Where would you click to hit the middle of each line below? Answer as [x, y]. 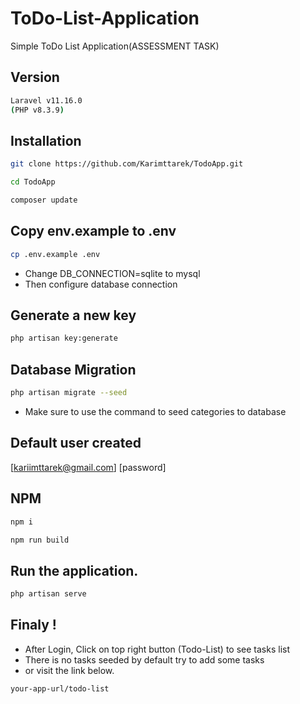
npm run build [40, 540]
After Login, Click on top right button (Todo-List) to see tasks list [157, 649]
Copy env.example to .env [93, 231]
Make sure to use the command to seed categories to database [155, 411]
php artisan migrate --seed [69, 393]
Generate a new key [73, 315]
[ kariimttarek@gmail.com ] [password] [88, 467]
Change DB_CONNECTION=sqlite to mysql [112, 273]
